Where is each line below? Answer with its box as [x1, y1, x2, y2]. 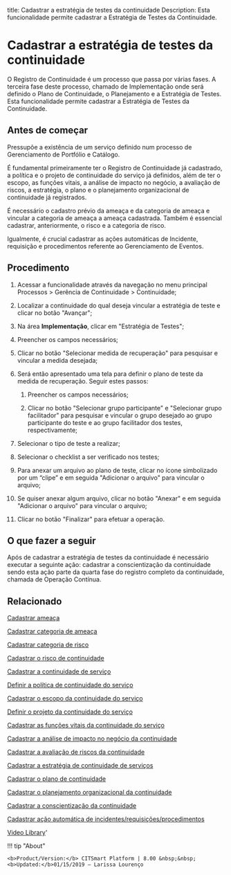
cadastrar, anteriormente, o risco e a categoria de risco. [7, 221, 166, 229]
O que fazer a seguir [7, 534, 96, 546]
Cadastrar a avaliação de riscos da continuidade [7, 748, 145, 757]
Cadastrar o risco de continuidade [7, 654, 105, 662]
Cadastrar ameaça [7, 614, 60, 622]
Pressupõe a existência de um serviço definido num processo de [7, 143, 192, 151]
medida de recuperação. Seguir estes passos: [17, 377, 149, 385]
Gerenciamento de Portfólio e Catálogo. [7, 150, 120, 159]
